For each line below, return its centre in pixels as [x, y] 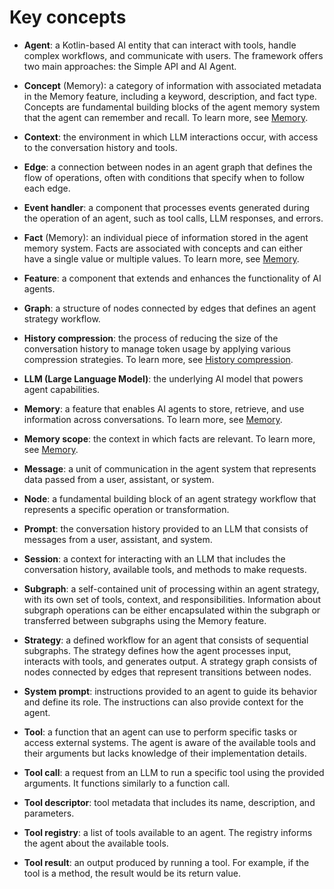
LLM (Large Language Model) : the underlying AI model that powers [163, 378]
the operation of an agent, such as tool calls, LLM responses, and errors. [173, 218]
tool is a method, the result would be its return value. [132, 873]
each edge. [47, 188]
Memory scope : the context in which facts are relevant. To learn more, [169, 438]
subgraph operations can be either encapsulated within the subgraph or [172, 610]
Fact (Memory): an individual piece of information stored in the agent [166, 237]
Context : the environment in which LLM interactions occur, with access [171, 137]
